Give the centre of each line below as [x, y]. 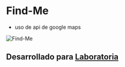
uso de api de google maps [48, 27]
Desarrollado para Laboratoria [63, 57]
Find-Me [27, 11]
